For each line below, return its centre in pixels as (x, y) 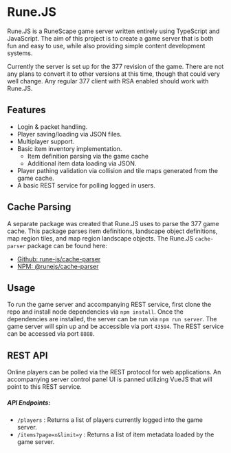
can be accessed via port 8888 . (51, 334)
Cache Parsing (39, 207)
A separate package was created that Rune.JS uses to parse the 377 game (113, 223)
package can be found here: (67, 245)
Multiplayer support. (46, 141)
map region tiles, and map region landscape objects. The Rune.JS (100, 238)
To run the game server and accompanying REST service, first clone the (109, 305)
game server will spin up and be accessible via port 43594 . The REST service (115, 326)
